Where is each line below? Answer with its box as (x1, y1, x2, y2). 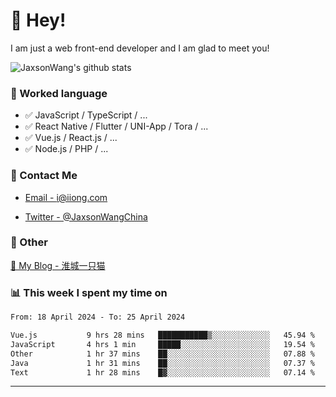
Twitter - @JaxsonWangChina (24, 210, 148, 223)
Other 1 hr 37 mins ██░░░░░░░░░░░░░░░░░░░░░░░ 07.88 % (10, 349, 315, 359)
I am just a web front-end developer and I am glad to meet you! (10, 42, 270, 54)
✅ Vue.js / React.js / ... (24, 132, 118, 144)
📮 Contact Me (10, 169, 78, 183)
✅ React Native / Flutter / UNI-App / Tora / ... (24, 120, 209, 133)
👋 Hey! (10, 9, 67, 32)
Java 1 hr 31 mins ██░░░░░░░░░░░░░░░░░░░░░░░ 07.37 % (10, 358, 315, 368)
